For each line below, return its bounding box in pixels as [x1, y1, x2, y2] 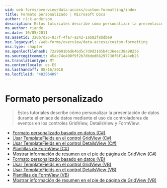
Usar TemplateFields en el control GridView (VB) [12, 161, 112, 167]
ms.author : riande [5, 26, 43, 31]
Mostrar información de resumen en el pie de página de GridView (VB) [12, 177, 157, 183]
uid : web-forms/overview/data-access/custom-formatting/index [5, 7, 137, 12]
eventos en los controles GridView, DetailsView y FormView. [17, 120, 140, 126]
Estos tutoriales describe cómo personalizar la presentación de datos [17, 110, 160, 116]
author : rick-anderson [5, 16, 52, 21]
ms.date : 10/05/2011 [5, 30, 48, 35]
